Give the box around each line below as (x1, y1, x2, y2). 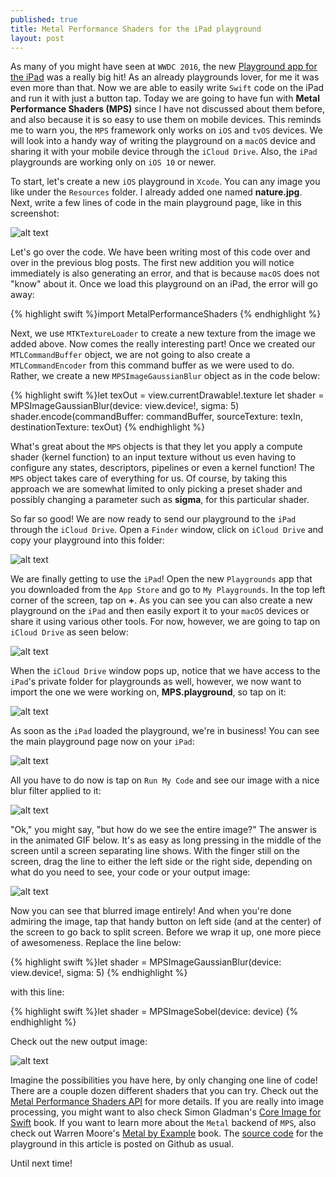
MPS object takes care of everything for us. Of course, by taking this (10, 472, 288, 485)
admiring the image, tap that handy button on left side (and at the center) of (10, 916, 322, 928)
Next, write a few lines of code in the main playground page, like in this (10, 197, 303, 209)
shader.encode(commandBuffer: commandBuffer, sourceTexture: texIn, (10, 411, 303, 423)
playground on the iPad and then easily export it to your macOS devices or (10, 605, 310, 617)
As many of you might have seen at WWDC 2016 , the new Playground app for (10, 61, 318, 73)
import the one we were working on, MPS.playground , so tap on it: (10, 686, 287, 698)
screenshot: (10, 207, 60, 220)
